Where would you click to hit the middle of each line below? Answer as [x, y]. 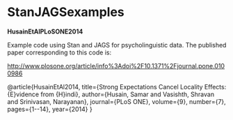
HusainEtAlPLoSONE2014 [45, 31]
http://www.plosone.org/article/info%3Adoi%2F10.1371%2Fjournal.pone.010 [116, 66]
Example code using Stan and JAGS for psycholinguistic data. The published [117, 45]
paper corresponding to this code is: [59, 52]
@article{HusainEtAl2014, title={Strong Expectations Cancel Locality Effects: [117, 87]
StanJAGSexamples [66, 12]
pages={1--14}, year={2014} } [50, 109]
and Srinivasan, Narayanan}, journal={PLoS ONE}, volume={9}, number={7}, [116, 101]
